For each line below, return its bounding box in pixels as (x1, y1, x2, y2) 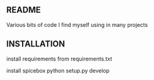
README (6, 5, 41, 15)
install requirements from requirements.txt (6, 55, 112, 62)
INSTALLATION (6, 39, 65, 49)
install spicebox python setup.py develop (6, 67, 110, 74)
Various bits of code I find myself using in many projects (6, 21, 148, 28)
